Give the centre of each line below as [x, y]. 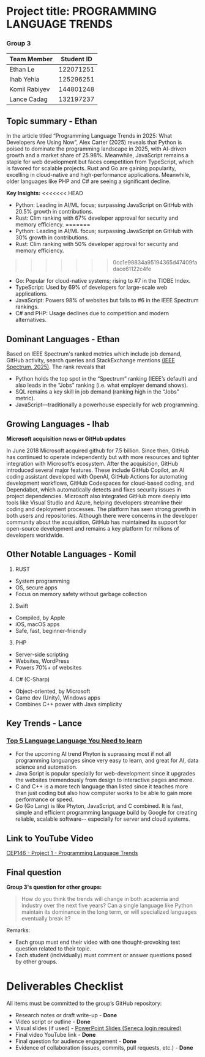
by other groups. [36, 962]
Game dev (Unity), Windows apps [58, 697]
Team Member [31, 59]
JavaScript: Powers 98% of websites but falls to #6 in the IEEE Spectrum [107, 301]
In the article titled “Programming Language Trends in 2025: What [89, 136]
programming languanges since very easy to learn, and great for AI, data [107, 761]
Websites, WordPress [42, 661]
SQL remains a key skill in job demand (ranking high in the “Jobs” [97, 392]
